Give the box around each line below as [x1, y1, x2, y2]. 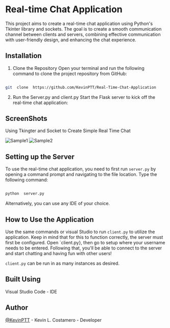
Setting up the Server [5, 152, 75, 161]
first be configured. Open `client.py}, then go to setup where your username [5, 239, 165, 245]
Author [5, 304, 28, 312]
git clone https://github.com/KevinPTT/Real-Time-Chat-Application [5, 85, 157, 90]
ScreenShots [5, 114, 47, 123]
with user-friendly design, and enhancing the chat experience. [5, 37, 137, 43]
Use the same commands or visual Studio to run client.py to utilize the [5, 229, 155, 235]
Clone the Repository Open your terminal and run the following [12, 65, 144, 71]
